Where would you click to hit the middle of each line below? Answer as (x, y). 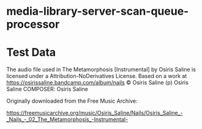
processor (33, 24)
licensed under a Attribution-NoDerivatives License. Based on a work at (97, 76)
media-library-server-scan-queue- (98, 11)
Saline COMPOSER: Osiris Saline (47, 89)
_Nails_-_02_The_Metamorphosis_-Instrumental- (67, 119)
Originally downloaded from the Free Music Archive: (72, 101)
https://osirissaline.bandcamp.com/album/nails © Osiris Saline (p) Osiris (97, 83)
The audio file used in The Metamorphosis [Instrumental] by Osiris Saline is (101, 69)
